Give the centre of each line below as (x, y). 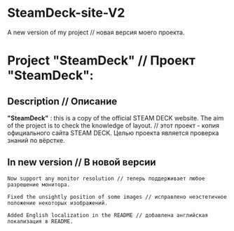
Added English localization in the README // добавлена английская (108, 215)
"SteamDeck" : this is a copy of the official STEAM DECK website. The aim (116, 118)
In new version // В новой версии (82, 162)
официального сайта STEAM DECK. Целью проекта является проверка (113, 133)
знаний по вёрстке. (36, 140)
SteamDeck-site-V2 (66, 13)
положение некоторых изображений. (58, 203)
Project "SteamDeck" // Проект (102, 61)
